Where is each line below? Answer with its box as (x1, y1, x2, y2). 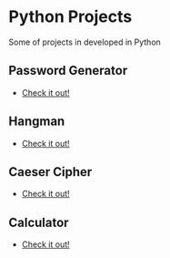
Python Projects (8, 6, 133, 27)
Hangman (8, 114, 65, 129)
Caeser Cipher (8, 164, 93, 180)
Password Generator (8, 63, 128, 78)
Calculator (8, 214, 69, 230)
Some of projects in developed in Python (8, 36, 161, 47)
